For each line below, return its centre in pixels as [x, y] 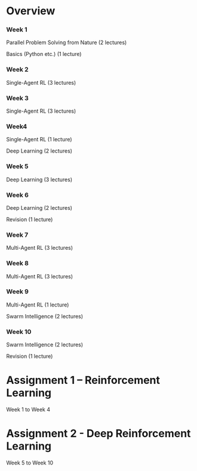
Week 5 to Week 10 [30, 463]
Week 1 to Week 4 [28, 410]
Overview [31, 11]
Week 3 [17, 98]
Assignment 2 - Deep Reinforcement [98, 434]
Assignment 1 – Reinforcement [83, 380]
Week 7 [17, 235]
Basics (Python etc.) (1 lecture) [44, 54]
